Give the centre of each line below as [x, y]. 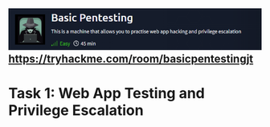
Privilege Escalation [76, 110]
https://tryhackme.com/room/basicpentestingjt [131, 58]
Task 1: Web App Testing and [106, 93]
